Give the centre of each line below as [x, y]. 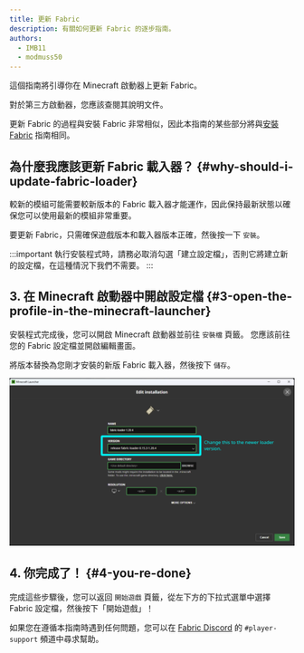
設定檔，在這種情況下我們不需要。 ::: [85, 265]
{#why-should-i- [245, 166]
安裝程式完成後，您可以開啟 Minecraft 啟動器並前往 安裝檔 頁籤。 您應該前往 [150, 334]
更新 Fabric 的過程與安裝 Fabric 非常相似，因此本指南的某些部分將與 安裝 [144, 124]
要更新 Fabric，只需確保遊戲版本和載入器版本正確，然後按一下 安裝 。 [137, 235]
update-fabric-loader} [74, 181]
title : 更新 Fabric [45, 19]
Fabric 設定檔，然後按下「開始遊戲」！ [82, 608]
